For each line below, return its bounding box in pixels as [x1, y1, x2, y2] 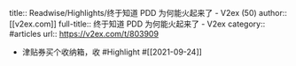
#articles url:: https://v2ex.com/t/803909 [9, 29, 160, 39]
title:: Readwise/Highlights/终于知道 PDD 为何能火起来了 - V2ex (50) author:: [9, 8, 288, 18]
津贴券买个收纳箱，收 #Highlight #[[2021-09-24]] [21, 47, 202, 57]
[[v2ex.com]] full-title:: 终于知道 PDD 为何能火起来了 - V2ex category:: [9, 18, 266, 29]
